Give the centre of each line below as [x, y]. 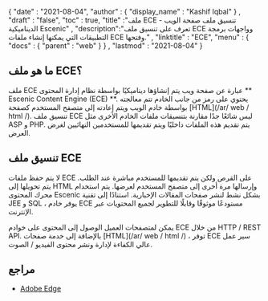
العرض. [19, 132]
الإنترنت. [21, 211]
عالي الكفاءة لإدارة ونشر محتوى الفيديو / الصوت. [81, 244]
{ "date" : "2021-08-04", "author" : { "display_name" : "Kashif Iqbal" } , [125, 12]
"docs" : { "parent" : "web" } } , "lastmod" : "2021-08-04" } [106, 46]
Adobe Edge [41, 289]
